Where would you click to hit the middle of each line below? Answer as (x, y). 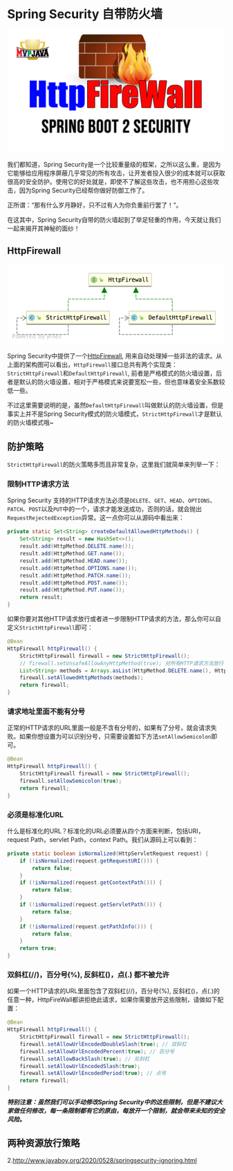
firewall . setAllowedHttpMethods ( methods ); (82, 678)
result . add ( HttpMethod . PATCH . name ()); (75, 575)
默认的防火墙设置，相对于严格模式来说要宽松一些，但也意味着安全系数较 (122, 382)
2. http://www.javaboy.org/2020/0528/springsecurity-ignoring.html (102, 1160)
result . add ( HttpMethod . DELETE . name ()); (77, 546)
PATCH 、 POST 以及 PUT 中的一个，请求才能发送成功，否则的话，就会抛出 (104, 509)
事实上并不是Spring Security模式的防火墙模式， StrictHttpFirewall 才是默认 (115, 414)
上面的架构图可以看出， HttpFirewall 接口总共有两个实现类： (92, 365)
